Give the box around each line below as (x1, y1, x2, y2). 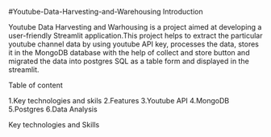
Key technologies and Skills (8, 120, 100, 129)
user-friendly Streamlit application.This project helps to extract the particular (8, 31, 263, 40)
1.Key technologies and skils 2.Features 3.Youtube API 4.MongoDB (8, 96, 230, 105)
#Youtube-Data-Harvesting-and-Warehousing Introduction (8, 7, 203, 16)
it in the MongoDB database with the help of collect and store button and (8, 48, 250, 57)
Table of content (8, 80, 63, 90)
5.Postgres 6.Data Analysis (8, 104, 98, 114)
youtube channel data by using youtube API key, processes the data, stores (8, 39, 260, 49)
